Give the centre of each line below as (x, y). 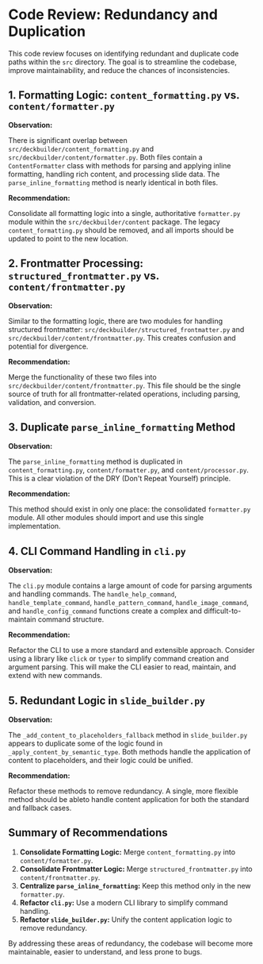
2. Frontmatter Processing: (76, 264)
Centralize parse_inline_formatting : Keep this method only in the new (135, 885)
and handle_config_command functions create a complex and (105, 611)
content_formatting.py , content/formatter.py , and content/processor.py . (129, 470)
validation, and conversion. (52, 402)
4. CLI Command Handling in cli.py (97, 551)
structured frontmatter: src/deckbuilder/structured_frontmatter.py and (126, 329)
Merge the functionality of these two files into (82, 377)
